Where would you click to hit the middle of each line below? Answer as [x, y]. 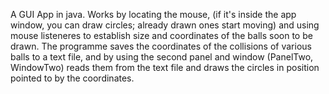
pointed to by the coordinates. [72, 78]
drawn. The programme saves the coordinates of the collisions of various [161, 46]
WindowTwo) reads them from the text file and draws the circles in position [165, 67]
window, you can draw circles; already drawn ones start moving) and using [165, 25]
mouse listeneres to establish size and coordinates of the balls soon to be [161, 35]
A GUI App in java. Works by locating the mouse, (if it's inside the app [153, 14]
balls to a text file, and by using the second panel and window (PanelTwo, [162, 57]
